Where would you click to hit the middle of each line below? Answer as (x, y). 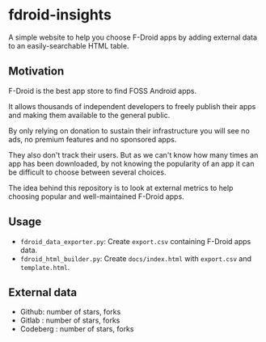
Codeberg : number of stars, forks (77, 329)
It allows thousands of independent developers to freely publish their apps (132, 106)
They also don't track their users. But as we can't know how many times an (133, 154)
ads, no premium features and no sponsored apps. (93, 139)
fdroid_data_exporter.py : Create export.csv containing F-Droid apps (135, 241)
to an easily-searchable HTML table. (69, 45)
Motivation (36, 72)
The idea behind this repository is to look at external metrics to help (121, 188)
